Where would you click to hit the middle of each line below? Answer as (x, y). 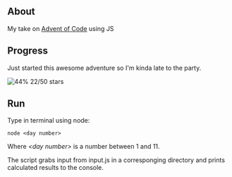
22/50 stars (47, 81)
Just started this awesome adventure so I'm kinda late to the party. (104, 68)
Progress (28, 51)
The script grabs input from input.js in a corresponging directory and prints (116, 160)
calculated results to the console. (56, 168)
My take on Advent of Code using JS (61, 28)
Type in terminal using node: (49, 121)
